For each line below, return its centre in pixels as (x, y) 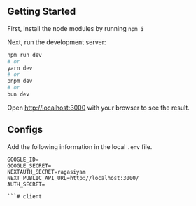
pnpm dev (20, 81)
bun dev (19, 94)
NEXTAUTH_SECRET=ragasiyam (47, 172)
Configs (25, 130)
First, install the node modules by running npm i (76, 28)
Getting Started (42, 12)
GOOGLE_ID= (23, 160)
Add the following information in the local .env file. (80, 146)
